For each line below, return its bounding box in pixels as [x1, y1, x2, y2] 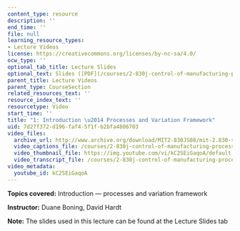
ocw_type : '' [7, 57, 46, 64]
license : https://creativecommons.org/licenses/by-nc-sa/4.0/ [7, 51, 196, 58]
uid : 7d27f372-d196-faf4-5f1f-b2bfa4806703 [7, 123, 139, 130]
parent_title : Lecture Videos [7, 76, 98, 84]
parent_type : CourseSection [7, 83, 91, 91]
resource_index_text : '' [7, 97, 81, 104]
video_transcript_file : [14, 156, 84, 164]
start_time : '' [7, 110, 53, 117]
